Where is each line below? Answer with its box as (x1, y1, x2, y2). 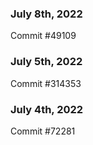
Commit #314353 (10, 77, 82, 89)
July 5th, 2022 (10, 55, 83, 69)
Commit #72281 (10, 125, 76, 137)
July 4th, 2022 (10, 102, 84, 116)
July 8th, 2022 (10, 7, 83, 21)
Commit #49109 (10, 30, 77, 42)
